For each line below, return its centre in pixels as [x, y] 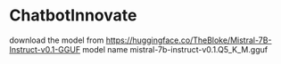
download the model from [57, 40]
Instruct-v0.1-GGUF [45, 49]
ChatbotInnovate [73, 16]
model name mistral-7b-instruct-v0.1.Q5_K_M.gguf [175, 49]
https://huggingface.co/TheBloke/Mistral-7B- [189, 40]
